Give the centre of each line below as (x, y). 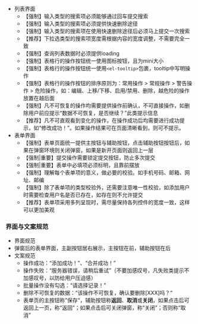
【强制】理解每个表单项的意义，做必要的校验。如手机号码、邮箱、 (104, 172)
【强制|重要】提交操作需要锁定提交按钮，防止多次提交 (89, 158)
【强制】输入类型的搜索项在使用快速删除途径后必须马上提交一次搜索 (106, 31)
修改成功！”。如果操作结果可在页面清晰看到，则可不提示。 (112, 128)
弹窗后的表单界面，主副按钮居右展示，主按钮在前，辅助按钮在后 (92, 248)
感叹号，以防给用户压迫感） (62, 278)
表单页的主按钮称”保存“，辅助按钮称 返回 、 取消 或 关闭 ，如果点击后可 (106, 300)
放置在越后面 (39, 98)
